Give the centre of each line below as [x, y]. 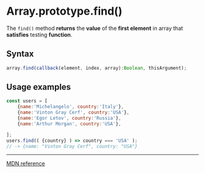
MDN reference [26, 164]
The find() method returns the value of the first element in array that [95, 28]
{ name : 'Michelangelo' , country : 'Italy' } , [70, 107]
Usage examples [39, 87]
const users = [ [27, 101]
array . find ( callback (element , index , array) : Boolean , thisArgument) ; [97, 68]
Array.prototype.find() [64, 11]
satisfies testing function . [39, 34]
